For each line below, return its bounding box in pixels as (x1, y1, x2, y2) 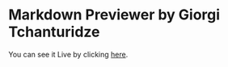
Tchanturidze (8, 23, 100, 41)
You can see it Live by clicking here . (8, 49, 129, 59)
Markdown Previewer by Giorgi (8, 6, 221, 24)
